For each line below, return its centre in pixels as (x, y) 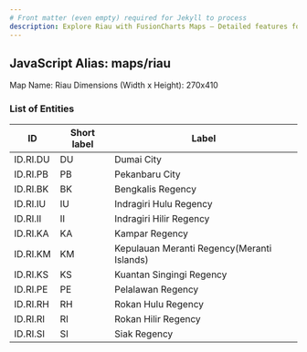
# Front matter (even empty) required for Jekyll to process (128, 18)
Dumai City (138, 159)
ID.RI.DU (32, 159)
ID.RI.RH (32, 304)
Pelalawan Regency (156, 289)
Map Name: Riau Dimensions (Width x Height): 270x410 (114, 85)
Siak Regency (143, 334)
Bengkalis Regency (155, 189)
